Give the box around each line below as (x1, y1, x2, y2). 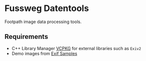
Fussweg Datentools (4, 3, 89, 14)
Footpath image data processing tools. (4, 19, 82, 24)
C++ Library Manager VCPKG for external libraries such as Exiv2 (11, 45, 142, 51)
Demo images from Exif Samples (11, 50, 77, 56)
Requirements (4, 33, 48, 41)
